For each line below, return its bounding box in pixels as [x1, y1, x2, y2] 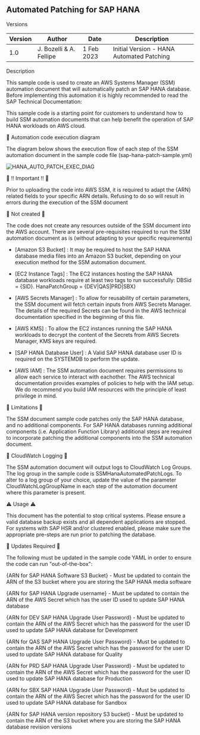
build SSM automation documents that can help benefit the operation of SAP [6, 115, 194, 123]
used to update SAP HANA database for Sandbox [6, 699, 127, 706]
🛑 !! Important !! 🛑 [6, 174, 49, 182]
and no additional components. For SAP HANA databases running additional [6, 421, 192, 429]
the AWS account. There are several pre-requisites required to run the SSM [6, 228, 190, 235]
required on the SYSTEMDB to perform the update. [14, 355, 140, 362]
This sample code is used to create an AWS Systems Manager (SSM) [6, 79, 176, 86]
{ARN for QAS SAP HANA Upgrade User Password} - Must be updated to [6, 638, 186, 645]
